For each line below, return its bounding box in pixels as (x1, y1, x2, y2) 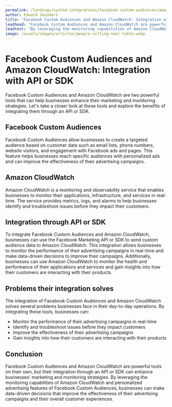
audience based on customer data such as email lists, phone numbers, (5, 142, 155, 148)
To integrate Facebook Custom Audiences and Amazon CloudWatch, (5, 231, 150, 238)
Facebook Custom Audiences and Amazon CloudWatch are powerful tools (5, 364, 162, 369)
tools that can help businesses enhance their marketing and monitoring (5, 97, 155, 103)
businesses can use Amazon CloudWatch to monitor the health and (5, 259, 147, 265)
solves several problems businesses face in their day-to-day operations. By (5, 303, 165, 309)
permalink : (5, 7, 29, 13)
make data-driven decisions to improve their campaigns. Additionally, (5, 253, 152, 259)
